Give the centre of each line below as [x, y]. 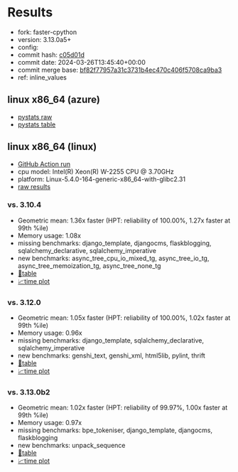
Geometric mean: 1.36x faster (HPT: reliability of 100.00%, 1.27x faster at [124, 220]
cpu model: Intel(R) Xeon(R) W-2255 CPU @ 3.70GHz [96, 171]
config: [28, 47]
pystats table [37, 124]
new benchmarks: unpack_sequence [71, 446]
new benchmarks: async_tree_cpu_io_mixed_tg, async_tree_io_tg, [113, 258]
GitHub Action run [44, 163]
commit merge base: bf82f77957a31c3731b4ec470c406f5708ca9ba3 [120, 70]
